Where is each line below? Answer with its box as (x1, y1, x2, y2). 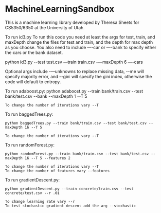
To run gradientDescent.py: (5, 177, 60, 183)
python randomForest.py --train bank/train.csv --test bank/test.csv (5, 151, 149, 156)
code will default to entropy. (5, 79, 61, 85)
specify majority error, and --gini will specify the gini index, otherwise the (5, 73, 152, 79)
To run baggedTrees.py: (5, 111, 54, 117)
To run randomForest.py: (5, 142, 55, 148)
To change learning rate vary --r (5, 199, 75, 204)
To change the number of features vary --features (5, 168, 110, 173)
